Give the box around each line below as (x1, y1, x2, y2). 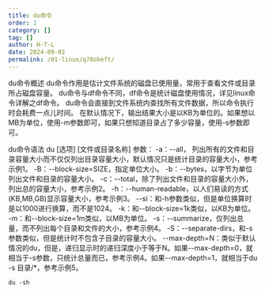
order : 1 (8, 19, 37, 27)
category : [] (8, 26, 51, 34)
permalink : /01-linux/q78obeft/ (8, 56, 115, 64)
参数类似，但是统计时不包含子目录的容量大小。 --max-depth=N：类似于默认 (8, 233, 256, 242)
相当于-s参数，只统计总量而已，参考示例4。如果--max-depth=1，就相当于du (8, 253, 258, 262)
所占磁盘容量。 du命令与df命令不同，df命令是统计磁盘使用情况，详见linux (8, 88, 249, 97)
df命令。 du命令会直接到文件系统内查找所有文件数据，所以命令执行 (35, 98, 255, 107)
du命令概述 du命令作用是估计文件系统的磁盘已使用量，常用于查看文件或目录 (8, 78, 256, 88)
